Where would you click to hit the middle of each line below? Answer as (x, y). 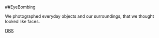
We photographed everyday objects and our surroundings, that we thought (79, 16)
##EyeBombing (20, 7)
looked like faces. (22, 21)
